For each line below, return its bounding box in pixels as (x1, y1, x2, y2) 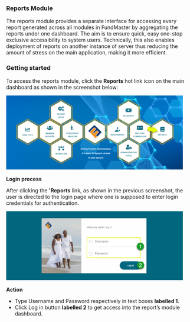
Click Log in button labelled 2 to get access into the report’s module (14, 304, 180, 311)
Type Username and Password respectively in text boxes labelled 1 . (14, 298, 180, 305)
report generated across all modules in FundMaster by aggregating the (6, 24, 178, 31)
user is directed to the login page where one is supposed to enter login (6, 194, 178, 201)
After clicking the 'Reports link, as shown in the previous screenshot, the (6, 187, 184, 194)
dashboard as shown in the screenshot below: (6, 83, 119, 91)
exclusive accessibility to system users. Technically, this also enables (6, 37, 175, 44)
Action (6, 286, 23, 294)
